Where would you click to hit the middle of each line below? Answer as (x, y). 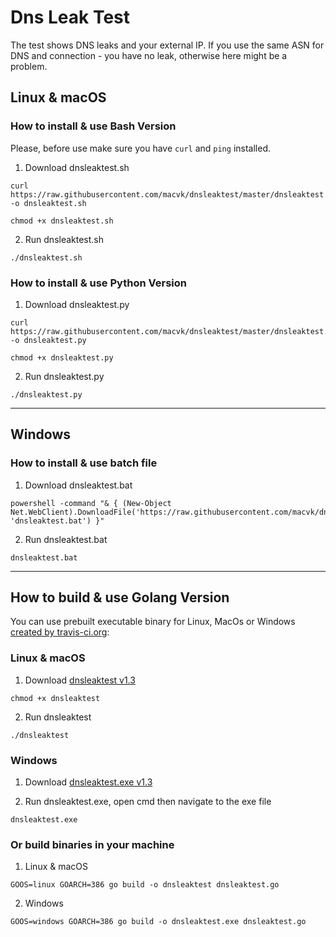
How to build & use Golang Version (120, 597)
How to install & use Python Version (98, 283)
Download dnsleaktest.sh (77, 167)
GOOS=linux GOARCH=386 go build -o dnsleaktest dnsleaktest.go (145, 885)
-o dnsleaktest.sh (48, 203)
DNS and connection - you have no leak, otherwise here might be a (149, 55)
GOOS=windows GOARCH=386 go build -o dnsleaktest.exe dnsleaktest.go (158, 922)
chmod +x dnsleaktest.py (62, 357)
